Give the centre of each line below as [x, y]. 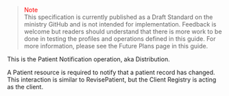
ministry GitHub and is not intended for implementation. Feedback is [120, 24]
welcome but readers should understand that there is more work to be [123, 31]
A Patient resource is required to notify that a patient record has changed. [111, 72]
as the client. [25, 87]
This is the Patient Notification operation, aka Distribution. [88, 59]
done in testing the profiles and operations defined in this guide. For [120, 39]
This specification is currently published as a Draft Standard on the [118, 17]
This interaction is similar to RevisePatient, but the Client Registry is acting [112, 80]
